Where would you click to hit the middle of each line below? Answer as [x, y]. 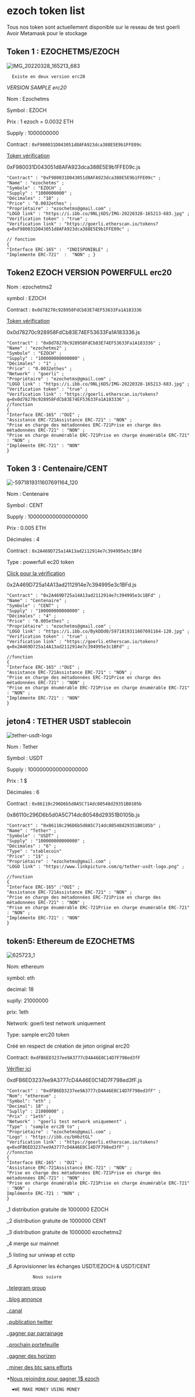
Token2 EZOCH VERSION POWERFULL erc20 [89, 273]
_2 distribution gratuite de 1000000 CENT [57, 1221]
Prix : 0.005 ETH [26, 528]
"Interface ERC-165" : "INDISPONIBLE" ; [58, 249]
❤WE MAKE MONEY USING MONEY [46, 1389]
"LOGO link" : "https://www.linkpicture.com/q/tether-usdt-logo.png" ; [95, 867]
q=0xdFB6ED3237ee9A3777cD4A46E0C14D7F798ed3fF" [66, 1147]
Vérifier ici [19, 1069]
